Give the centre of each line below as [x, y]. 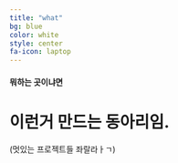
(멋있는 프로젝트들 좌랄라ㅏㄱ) [63, 149]
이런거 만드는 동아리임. [90, 122]
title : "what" [37, 18]
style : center [37, 43]
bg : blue [26, 26]
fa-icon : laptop [40, 52]
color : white [34, 35]
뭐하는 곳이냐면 [37, 82]
